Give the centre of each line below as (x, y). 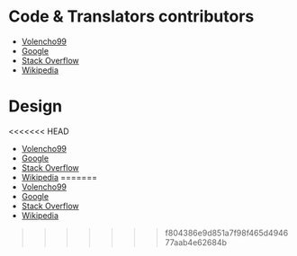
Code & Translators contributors (131, 17)
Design (36, 106)
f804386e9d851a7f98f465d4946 (227, 233)
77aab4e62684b (196, 242)
